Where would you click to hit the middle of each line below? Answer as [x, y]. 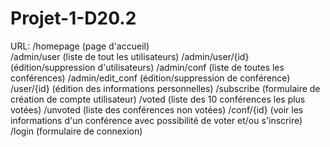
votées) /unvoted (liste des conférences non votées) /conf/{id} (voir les [157, 109]
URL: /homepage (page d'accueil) [80, 46]
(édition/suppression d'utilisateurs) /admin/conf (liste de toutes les [147, 67]
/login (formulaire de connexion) [76, 131]
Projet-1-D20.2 [73, 18]
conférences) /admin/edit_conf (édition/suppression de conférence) [150, 78]
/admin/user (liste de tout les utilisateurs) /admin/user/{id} [130, 56]
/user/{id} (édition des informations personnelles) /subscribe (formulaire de [165, 88]
